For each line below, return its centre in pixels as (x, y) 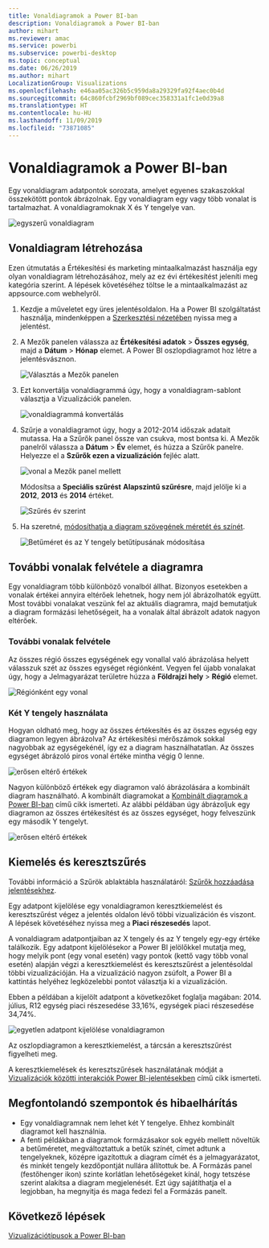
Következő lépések (57, 1216)
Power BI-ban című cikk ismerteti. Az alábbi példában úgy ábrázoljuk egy (129, 804)
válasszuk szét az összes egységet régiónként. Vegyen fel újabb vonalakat (132, 667)
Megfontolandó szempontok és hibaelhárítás (123, 1103)
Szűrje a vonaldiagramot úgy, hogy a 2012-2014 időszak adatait (125, 430)
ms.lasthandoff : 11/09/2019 (55, 121)
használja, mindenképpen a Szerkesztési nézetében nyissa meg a (128, 317)
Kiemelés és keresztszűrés (77, 862)
